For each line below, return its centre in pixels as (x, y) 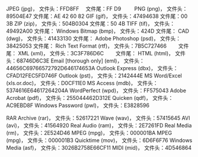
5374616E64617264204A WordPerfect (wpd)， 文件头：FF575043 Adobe (96, 90)
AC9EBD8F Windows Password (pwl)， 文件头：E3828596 (78, 105)
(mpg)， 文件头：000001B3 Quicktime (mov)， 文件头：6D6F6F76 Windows (99, 140)
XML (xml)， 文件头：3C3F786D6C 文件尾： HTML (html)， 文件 (101, 53)
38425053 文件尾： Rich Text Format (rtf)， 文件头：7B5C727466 (87, 46)
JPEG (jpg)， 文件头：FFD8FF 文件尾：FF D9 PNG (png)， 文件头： (97, 9)
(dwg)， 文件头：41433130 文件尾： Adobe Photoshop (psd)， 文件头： (94, 38)
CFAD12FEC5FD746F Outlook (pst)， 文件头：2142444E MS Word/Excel (94, 76)
